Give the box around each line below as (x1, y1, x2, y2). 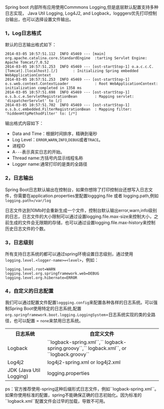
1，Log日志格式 (5, 30, 41, 37)
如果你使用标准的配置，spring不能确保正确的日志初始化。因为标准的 (5, 392, 142, 398)
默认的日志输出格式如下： (5, 42, 57, 48)
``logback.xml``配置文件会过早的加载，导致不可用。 (5, 398, 108, 404)
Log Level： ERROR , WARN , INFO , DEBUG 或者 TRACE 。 (12, 137, 103, 143)
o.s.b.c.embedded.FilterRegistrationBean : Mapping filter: (5, 107, 132, 112)
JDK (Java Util (7, 367, 41, 374)
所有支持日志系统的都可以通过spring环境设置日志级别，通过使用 (5, 251, 133, 257)
